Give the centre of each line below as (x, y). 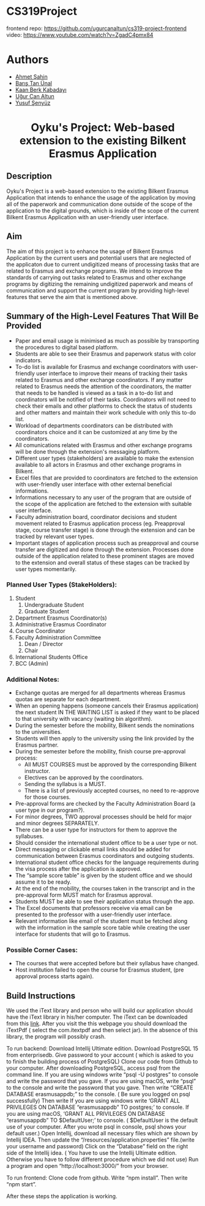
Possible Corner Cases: (42, 950)
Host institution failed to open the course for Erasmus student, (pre (99, 970)
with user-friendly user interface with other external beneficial (94, 484)
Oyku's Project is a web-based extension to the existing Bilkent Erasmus (98, 191)
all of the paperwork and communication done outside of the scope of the (99, 204)
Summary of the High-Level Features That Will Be (102, 317)
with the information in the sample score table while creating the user (102, 928)
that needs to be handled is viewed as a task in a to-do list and (94, 393)
